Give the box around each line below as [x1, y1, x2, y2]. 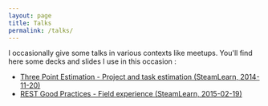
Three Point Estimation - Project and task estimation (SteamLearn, [19, 73, 239, 82]
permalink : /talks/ [8, 26, 74, 34]
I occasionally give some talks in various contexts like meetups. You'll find [8, 49, 253, 58]
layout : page [8, 11, 52, 20]
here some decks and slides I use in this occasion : [8, 57, 177, 66]
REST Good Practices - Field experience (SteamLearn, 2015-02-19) [19, 89, 242, 99]
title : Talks [8, 19, 52, 27]
